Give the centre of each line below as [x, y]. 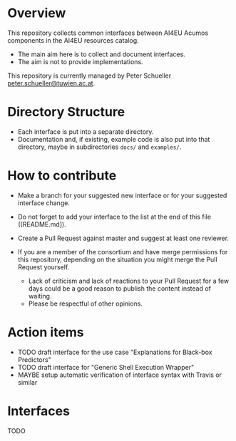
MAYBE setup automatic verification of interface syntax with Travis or [120, 375]
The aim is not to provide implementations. [81, 61]
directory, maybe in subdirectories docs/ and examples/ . [99, 147]
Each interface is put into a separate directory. [86, 131]
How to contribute [62, 176]
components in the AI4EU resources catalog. [73, 40]
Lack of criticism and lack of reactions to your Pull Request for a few [129, 281]
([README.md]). [42, 224]
